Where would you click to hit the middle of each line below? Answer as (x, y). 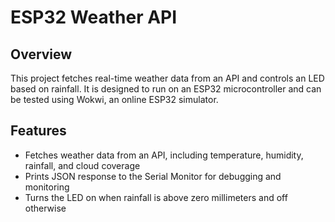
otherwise (45, 208)
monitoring (47, 187)
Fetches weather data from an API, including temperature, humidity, (164, 155)
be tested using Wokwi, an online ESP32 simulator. (114, 99)
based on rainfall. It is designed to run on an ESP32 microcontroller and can (166, 89)
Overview (41, 54)
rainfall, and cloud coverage (82, 165)
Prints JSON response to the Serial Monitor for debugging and (153, 176)
